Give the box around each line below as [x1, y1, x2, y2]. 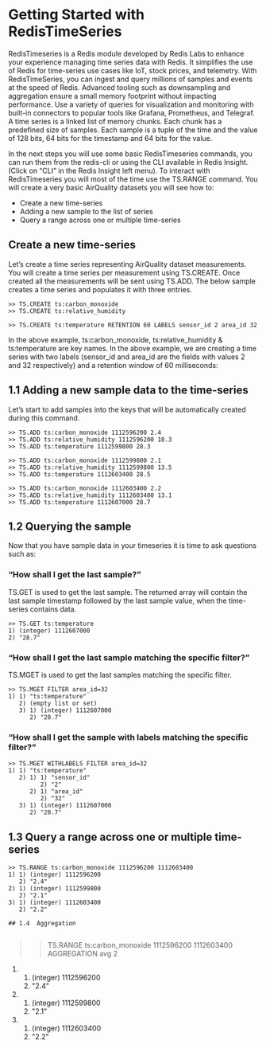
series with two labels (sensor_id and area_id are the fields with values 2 [8, 352, 245, 362]
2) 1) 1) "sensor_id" [18, 774, 91, 782]
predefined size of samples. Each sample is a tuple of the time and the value [8, 125, 258, 135]
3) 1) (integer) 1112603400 [8, 898, 102, 907]
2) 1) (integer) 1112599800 [8, 885, 102, 893]
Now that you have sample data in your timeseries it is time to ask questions [8, 541, 256, 550]
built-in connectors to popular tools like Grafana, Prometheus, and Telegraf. [8, 108, 256, 117]
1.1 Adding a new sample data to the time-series [8, 384, 249, 397]
